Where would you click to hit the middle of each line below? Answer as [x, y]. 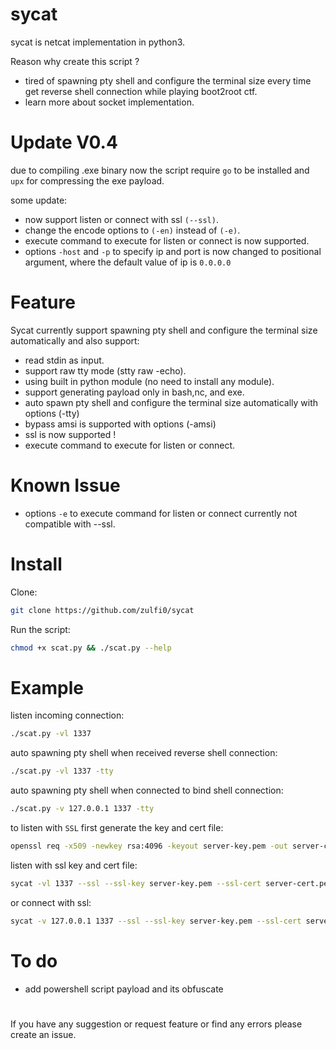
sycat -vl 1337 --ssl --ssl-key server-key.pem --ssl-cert [136, 883]
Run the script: [40, 629]
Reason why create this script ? [75, 61]
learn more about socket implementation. [109, 102]
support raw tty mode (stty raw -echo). [105, 370]
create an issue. [43, 1034]
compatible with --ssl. [70, 524]
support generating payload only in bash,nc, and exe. [134, 392]
